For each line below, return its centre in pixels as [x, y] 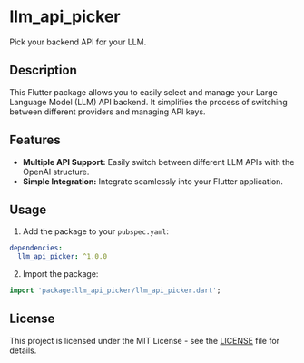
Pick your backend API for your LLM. [78, 42]
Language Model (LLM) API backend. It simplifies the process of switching [148, 102]
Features [35, 140]
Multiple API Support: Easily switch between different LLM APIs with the [158, 162]
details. [23, 350]
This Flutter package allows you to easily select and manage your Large [144, 92]
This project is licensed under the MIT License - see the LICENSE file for [144, 340]
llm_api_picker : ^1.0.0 [62, 257]
